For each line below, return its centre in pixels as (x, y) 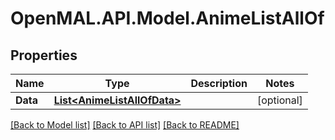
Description (219, 83)
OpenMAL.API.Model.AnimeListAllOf (167, 18)
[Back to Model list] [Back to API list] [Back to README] (125, 125)
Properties (44, 55)
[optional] (279, 100)
